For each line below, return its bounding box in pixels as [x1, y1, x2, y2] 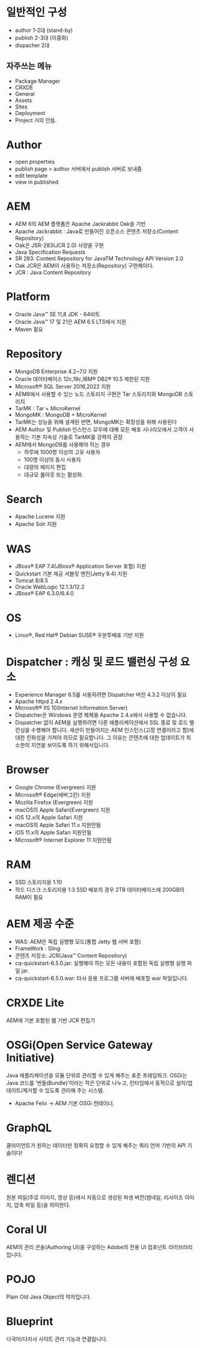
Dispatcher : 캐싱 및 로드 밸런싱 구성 [6, 655, 178, 669]
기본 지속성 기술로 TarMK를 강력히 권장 [31, 433, 123, 440]
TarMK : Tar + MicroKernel [14, 404, 81, 412]
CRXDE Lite [6, 996, 64, 1010]
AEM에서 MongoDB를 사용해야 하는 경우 [14, 440, 111, 448]
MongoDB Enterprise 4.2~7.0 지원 [14, 368, 98, 375]
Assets [14, 96, 32, 104]
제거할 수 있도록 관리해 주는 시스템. [22, 1086, 105, 1094]
